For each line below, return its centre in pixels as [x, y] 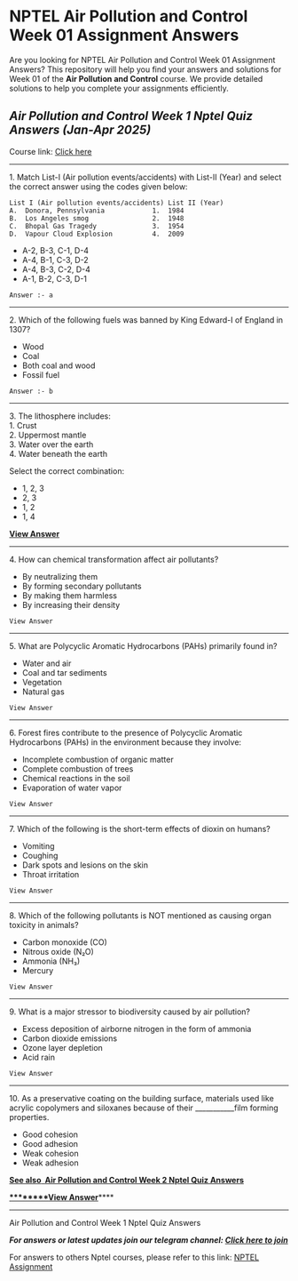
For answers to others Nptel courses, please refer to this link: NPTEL [134, 1257]
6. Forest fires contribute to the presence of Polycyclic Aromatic [126, 733]
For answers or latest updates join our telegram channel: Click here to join [149, 1240]
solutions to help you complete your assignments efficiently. [119, 88]
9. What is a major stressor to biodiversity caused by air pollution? [130, 1012]
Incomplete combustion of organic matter [98, 759]
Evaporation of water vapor [72, 788]
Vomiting [38, 845]
